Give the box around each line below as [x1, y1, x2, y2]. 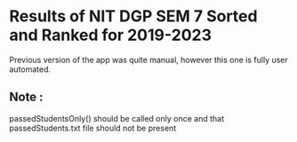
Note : [9, 90, 44, 105]
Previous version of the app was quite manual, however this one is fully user [9, 54, 289, 65]
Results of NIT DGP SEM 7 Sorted [9, 6, 258, 27]
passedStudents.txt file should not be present [9, 122, 177, 133]
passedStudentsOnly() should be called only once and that [9, 113, 225, 123]
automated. [9, 64, 52, 75]
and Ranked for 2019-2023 [9, 25, 212, 45]
